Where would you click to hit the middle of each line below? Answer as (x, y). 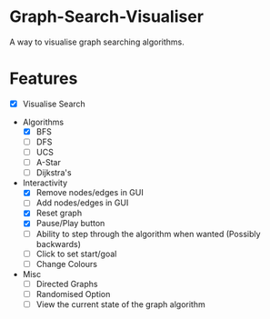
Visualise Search (54, 104)
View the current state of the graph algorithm (121, 304)
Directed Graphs (67, 284)
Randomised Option (73, 294)
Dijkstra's (54, 173)
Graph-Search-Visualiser (107, 17)
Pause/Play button (70, 224)
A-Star (48, 163)
